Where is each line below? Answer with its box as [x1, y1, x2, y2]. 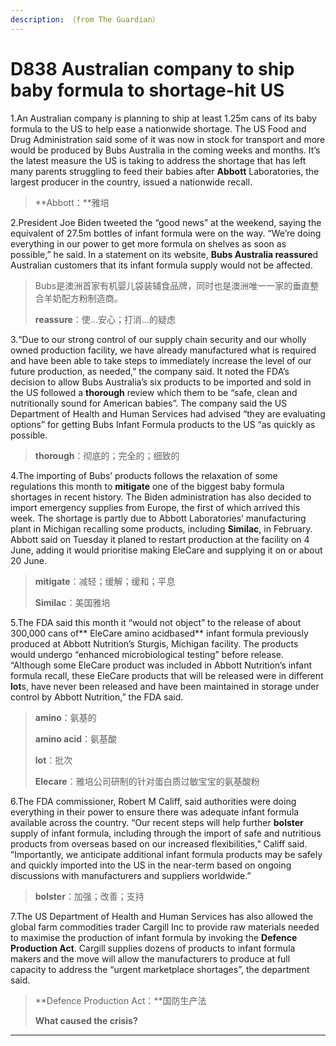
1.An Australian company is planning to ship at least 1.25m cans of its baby [10, 112, 317, 124]
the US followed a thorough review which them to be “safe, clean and [10, 386, 298, 398]
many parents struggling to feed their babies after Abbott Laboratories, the [10, 165, 320, 177]
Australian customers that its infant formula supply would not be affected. [10, 259, 313, 271]
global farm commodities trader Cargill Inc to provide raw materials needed [10, 921, 320, 933]
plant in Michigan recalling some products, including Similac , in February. [10, 522, 313, 535]
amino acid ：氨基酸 [34, 732, 118, 745]
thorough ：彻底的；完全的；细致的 [34, 449, 180, 461]
